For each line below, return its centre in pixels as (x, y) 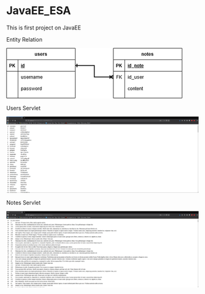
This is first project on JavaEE (44, 28)
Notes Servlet (23, 203)
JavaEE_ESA (39, 11)
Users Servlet (23, 108)
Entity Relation (24, 39)
